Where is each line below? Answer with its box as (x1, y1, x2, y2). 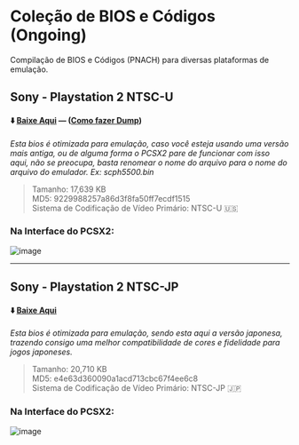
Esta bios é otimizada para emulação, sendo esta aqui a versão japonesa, (10, 328, 283, 338)
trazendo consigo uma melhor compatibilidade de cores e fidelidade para (10, 338, 280, 348)
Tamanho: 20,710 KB (31, 364, 107, 375)
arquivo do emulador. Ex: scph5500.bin (10, 166, 154, 177)
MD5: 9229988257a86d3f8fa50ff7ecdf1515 (31, 193, 191, 203)
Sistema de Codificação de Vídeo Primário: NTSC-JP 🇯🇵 (31, 383, 242, 393)
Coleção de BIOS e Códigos (10, 6, 216, 27)
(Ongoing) (10, 25, 87, 45)
